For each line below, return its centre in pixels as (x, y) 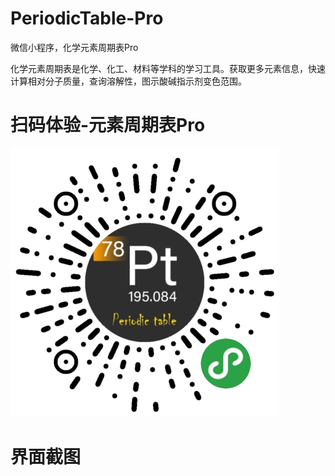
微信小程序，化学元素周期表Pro (74, 47)
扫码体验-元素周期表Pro (108, 125)
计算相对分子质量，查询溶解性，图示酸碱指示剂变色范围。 (128, 81)
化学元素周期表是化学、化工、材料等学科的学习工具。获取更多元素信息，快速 (168, 68)
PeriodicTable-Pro (87, 18)
